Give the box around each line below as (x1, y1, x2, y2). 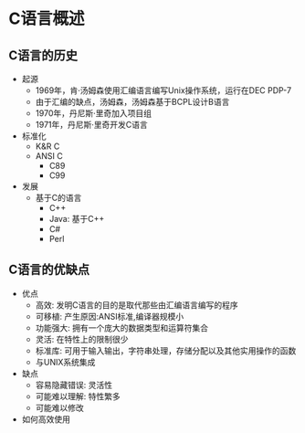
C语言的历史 (8, 48, 79, 63)
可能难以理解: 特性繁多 (35, 390, 121, 402)
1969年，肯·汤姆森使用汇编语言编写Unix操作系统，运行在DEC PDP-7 (35, 85, 292, 96)
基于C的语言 (35, 193, 82, 203)
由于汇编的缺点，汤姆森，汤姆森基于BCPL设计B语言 (35, 97, 230, 107)
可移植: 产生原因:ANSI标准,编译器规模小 (35, 311, 184, 322)
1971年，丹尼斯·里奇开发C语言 (35, 120, 148, 130)
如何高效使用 (21, 413, 70, 425)
